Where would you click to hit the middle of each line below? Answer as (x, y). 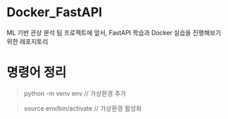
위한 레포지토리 (27, 41)
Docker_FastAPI (55, 12)
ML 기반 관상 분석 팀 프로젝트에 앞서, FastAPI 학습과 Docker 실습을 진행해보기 (114, 32)
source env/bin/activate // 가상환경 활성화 (83, 108)
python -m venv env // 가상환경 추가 (75, 93)
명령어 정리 (37, 73)
